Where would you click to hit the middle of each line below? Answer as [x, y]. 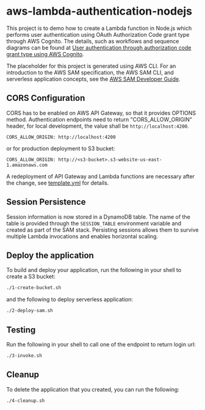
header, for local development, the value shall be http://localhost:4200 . [98, 126]
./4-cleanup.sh [26, 401]
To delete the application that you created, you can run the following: [93, 389]
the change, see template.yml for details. [58, 183]
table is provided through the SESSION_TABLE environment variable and [94, 223]
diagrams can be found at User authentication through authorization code [99, 48]
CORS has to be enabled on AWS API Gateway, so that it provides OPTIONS [101, 113]
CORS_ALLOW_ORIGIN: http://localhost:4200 [61, 137]
